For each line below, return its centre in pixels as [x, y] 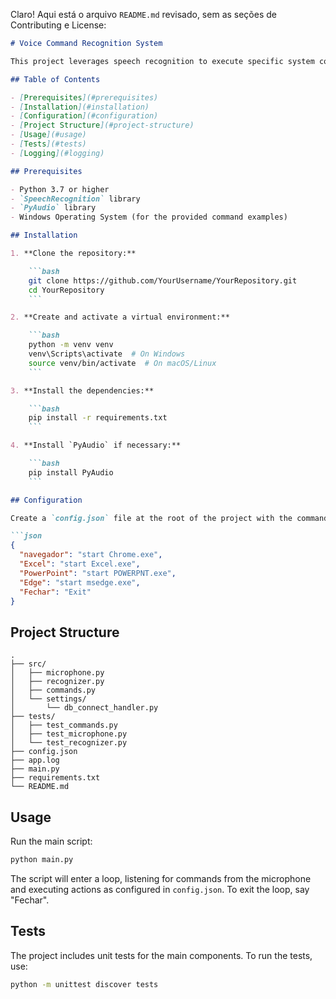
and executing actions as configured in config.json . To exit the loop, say [160, 889]
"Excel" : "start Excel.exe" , [80, 564]
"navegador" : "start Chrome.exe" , [91, 555]
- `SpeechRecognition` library [75, 199]
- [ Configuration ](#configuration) [84, 116]
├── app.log [35, 760]
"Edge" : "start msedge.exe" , [80, 582]
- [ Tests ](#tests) [48, 144]
